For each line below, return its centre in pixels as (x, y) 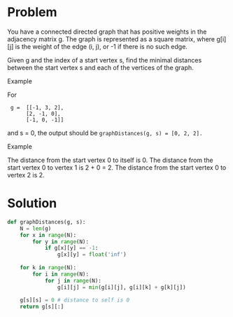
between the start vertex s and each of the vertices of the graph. (100, 67)
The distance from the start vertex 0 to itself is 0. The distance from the (110, 160)
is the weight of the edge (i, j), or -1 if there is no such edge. (101, 46)
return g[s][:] (42, 307)
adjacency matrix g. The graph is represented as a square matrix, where (111, 39)
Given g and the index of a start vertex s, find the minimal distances (105, 60)
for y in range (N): (61, 242)
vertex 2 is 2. (26, 175)
